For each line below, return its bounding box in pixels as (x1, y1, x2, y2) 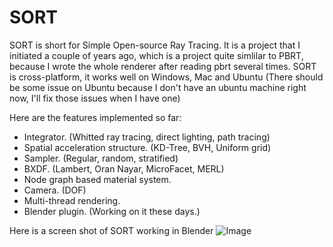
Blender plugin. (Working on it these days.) (23, 205, 201, 217)
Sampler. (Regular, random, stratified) (23, 152, 179, 164)
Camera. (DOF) (23, 184, 87, 196)
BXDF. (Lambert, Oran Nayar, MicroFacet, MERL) (23, 162, 225, 175)
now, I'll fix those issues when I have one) (9, 92, 181, 104)
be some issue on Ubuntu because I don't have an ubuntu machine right (9, 81, 307, 93)
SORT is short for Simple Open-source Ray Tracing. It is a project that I (9, 39, 301, 51)
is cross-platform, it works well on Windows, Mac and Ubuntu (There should (9, 71, 324, 83)
